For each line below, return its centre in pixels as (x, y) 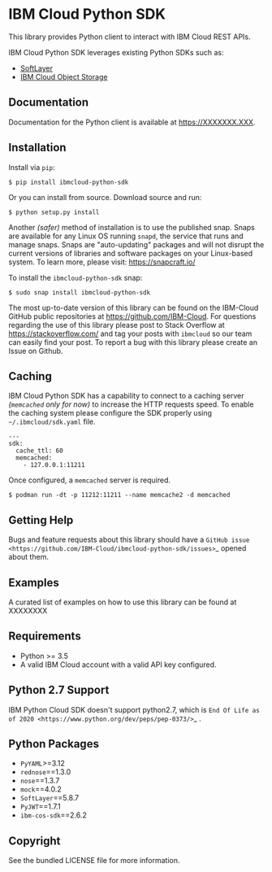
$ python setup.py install (54, 212)
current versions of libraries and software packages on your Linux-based (131, 253)
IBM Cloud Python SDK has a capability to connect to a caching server (126, 396)
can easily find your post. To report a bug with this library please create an (133, 342)
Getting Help (41, 520)
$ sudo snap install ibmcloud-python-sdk (80, 292)
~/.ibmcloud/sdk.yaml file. (52, 422)
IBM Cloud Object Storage (64, 76)
